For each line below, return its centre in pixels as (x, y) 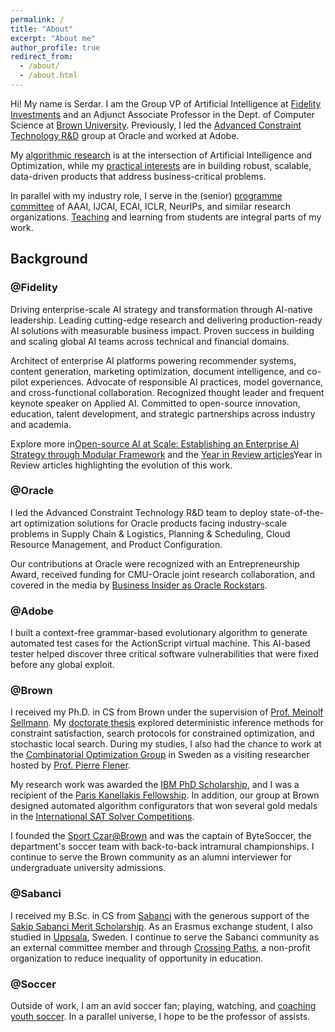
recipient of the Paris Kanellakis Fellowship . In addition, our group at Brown (165, 795)
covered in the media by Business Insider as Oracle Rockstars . (139, 585)
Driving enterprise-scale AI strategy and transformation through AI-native (161, 309)
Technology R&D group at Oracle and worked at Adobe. (125, 135)
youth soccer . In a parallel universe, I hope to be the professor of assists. (160, 1017)
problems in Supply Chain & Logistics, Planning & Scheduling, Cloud (150, 533)
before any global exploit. (62, 665)
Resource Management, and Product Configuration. (116, 544)
